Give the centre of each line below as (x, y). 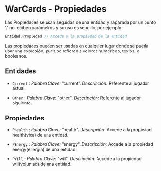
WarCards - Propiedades (56, 9)
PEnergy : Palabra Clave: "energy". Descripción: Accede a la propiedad (83, 144)
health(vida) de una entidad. (40, 135)
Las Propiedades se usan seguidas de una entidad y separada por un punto (80, 22)
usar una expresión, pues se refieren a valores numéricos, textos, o (72, 51)
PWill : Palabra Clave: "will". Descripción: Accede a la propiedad (77, 159)
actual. (19, 88)
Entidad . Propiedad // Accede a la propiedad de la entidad (66, 36)
